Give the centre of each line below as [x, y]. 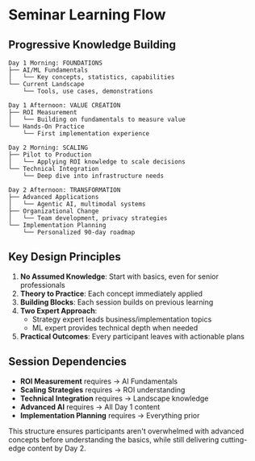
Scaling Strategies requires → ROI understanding [102, 389]
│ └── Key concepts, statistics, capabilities [92, 77]
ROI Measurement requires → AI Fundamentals [99, 381]
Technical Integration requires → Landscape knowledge [114, 398]
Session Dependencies [68, 361]
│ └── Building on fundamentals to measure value [97, 119]
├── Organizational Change [54, 211]
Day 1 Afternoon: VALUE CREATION [65, 106]
